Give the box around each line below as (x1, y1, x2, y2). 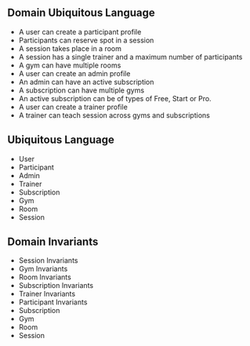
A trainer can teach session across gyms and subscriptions (18, 110, 211, 120)
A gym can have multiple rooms (18, 60, 121, 70)
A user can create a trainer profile (18, 102, 129, 111)
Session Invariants (18, 256, 78, 265)
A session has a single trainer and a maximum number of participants (18, 52, 243, 61)
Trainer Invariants (18, 290, 76, 299)
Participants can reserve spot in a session (18, 35, 154, 45)
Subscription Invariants (18, 281, 94, 290)
